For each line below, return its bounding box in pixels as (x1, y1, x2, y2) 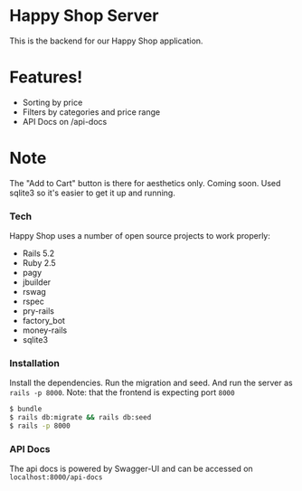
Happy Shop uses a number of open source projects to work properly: (9, 231, 271, 241)
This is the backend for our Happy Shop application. (9, 35, 203, 46)
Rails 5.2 (22, 248, 55, 259)
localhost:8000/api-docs (9, 473, 103, 482)
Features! (9, 67, 83, 88)
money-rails (22, 325, 68, 335)
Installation (9, 357, 61, 370)
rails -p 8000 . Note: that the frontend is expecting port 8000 (9, 387, 235, 398)
